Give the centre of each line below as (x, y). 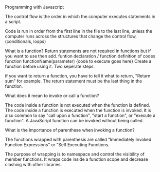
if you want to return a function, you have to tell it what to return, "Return (78, 76)
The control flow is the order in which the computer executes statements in (80, 16)
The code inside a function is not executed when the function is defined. (78, 105)
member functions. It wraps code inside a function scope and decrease (77, 159)
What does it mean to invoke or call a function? (52, 96)
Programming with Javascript (35, 7)
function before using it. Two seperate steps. (50, 66)
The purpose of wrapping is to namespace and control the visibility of (75, 154)
